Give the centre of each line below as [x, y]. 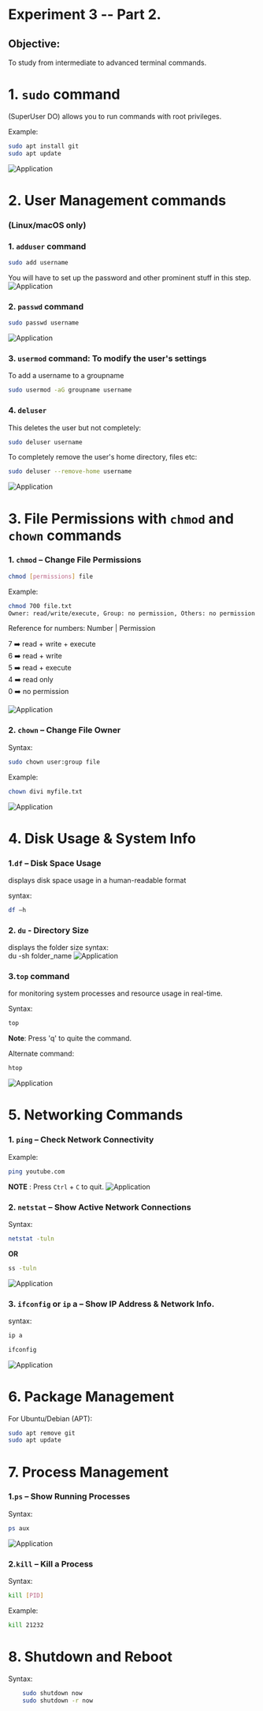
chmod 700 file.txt [40, 606]
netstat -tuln [31, 1238]
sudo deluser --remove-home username [70, 471]
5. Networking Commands [96, 1115]
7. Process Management [89, 1472]
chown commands [65, 535]
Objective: [34, 44]
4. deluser [28, 411]
